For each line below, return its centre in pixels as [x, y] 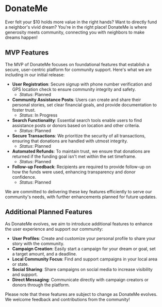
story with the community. [38, 243]
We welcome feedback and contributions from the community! [67, 299]
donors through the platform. [41, 285]
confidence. [24, 177]
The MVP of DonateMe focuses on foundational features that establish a [77, 64]
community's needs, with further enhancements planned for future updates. [81, 197]
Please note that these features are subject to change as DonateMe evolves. [81, 294]
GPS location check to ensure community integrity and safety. [74, 89]
